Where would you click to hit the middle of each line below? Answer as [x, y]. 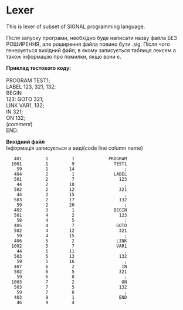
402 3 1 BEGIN [70, 210]
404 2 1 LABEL [70, 174]
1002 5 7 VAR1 [69, 246]
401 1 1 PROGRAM [70, 159]
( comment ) [20, 124]
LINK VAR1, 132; [25, 105]
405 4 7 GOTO [70, 225]
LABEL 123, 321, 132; [31, 86]
